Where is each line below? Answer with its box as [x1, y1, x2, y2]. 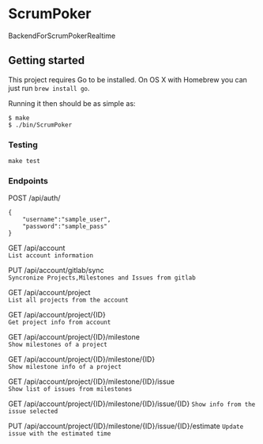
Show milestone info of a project [8, 363, 122, 371]
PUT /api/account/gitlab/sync [8, 266, 104, 275]
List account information [8, 252, 93, 260]
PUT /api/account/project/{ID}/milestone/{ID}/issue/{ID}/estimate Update [8, 421, 244, 431]
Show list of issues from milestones [8, 385, 133, 393]
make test [8, 157, 41, 165]
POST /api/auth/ [8, 193, 61, 203]
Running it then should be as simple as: [8, 98, 136, 108]
